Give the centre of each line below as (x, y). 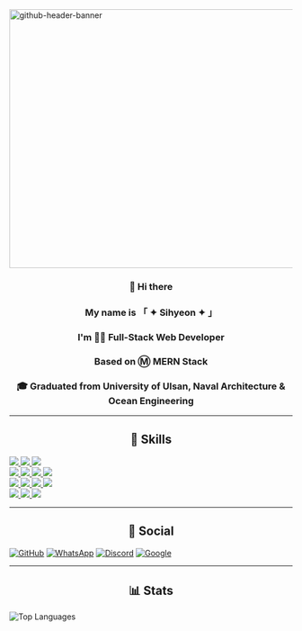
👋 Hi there (151, 286)
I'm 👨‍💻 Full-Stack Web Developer (151, 337)
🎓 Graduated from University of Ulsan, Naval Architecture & (151, 386)
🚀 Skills (151, 440)
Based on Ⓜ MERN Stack (151, 361)
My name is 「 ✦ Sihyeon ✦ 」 (151, 312)
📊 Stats (151, 590)
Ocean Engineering (151, 401)
